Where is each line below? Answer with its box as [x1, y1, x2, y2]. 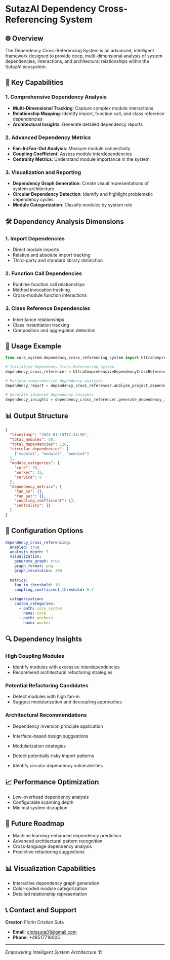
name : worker [23, 620, 51, 625]
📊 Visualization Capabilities [5, 864, 96, 873]
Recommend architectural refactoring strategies [12, 669, 113, 675]
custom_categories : [14, 601, 56, 607]
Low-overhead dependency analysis [12, 794, 89, 800]
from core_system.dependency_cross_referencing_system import [5, 355, 139, 361]
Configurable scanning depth [12, 799, 74, 805]
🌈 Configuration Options [5, 526, 83, 535]
